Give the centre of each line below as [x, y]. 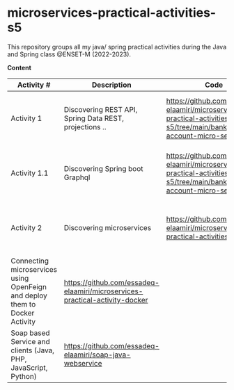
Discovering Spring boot [104, 168]
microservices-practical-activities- [112, 13]
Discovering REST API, [101, 109]
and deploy [29, 295]
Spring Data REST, [94, 118]
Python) [24, 376]
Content [19, 67]
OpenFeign [29, 286]
